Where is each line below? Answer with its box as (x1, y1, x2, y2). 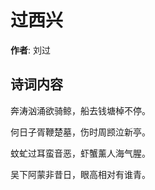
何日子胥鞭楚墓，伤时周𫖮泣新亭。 (10, 126, 151, 138)
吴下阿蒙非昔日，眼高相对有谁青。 (10, 168, 151, 180)
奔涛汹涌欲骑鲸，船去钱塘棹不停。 (10, 104, 151, 116)
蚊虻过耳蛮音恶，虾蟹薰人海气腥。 (10, 147, 151, 159)
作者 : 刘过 (10, 44, 51, 56)
